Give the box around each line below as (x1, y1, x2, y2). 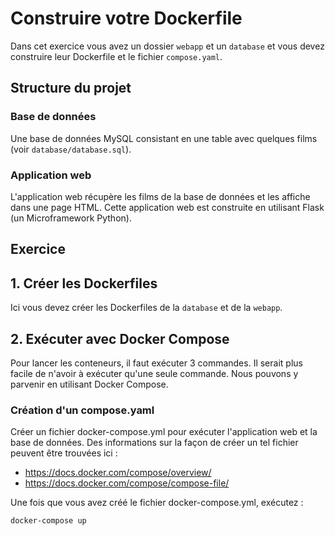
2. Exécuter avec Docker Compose (10, 330, 230, 347)
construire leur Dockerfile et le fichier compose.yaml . (10, 50, 223, 62)
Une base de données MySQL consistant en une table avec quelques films (10, 132, 318, 144)
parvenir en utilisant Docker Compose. (10, 378, 169, 390)
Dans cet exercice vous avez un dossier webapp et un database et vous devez (10, 40, 325, 52)
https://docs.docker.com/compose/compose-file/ (24, 477, 230, 489)
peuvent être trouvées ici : (10, 447, 118, 459)
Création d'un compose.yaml (10, 403, 155, 417)
